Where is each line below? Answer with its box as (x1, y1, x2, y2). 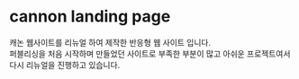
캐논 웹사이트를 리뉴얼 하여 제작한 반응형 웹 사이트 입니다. (9, 37, 212, 48)
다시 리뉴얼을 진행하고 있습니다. (9, 59, 121, 70)
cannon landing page (9, 6, 171, 27)
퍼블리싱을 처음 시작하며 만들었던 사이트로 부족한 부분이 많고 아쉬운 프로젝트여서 (9, 48, 291, 59)
